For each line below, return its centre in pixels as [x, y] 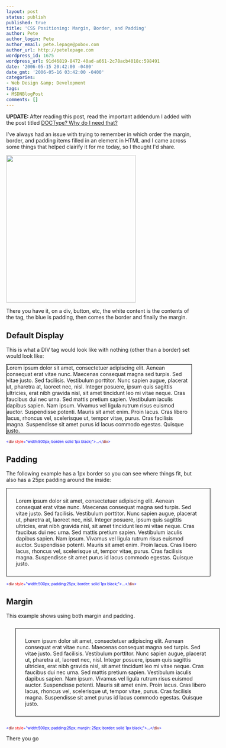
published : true [26, 22]
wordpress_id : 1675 [30, 56]
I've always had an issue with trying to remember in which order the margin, [99, 134]
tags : [13, 89]
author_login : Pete [30, 39]
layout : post [22, 12]
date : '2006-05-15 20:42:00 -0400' [50, 67]
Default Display [35, 336]
